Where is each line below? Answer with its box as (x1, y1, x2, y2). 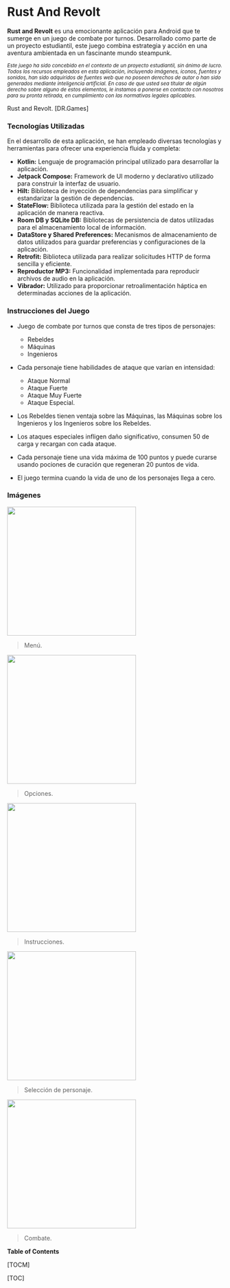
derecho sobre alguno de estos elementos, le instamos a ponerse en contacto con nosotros (7, 86, 224, 93)
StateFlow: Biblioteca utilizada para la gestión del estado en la (16, 201, 194, 210)
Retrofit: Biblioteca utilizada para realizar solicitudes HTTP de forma (16, 252, 211, 261)
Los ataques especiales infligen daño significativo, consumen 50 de (16, 432, 209, 441)
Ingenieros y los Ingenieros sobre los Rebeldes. (16, 419, 152, 427)
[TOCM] (7, 1261, 30, 1269)
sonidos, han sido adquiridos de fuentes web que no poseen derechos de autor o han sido (7, 74, 221, 81)
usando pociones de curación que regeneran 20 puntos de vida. (16, 460, 199, 468)
